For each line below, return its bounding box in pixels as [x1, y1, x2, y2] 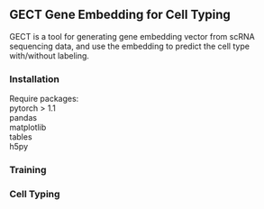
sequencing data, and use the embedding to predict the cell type [9, 41, 250, 51]
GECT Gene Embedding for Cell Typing [9, 7, 232, 23]
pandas [9, 113, 38, 123]
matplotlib [9, 122, 47, 133]
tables [9, 132, 33, 142]
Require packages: [9, 94, 79, 104]
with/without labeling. [9, 50, 90, 61]
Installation [9, 72, 60, 85]
